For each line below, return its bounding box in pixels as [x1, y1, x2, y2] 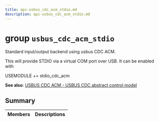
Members [7, 111, 31, 118]
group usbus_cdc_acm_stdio [5, 33, 115, 44]
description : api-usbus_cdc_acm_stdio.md [5, 12, 90, 17]
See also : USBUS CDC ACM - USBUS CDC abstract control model [5, 82, 137, 88]
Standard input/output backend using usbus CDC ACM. [5, 49, 116, 55]
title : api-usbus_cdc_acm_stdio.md [5, 7, 77, 12]
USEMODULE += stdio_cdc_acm [5, 73, 70, 79]
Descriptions [35, 111, 66, 118]
